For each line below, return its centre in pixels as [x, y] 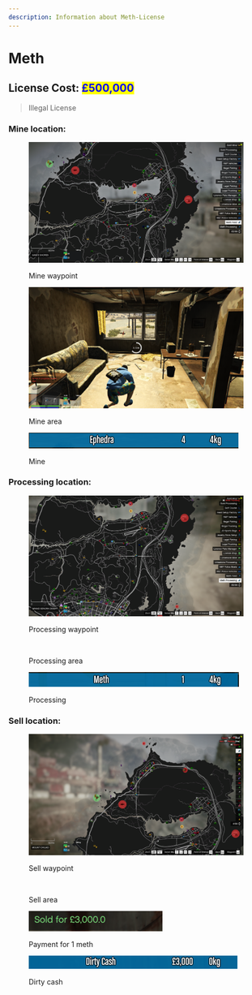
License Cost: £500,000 [71, 88]
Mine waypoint [53, 276]
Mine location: [37, 128]
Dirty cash [46, 981]
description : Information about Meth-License [86, 17]
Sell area [43, 899]
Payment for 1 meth [61, 944]
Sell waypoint [51, 868]
